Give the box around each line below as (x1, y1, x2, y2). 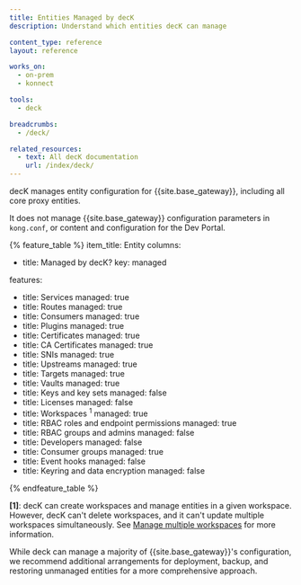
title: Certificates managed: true (22, 330, 141, 341)
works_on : (9, 62, 47, 72)
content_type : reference (9, 38, 102, 47)
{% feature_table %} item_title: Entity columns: (9, 240, 181, 250)
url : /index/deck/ (25, 161, 94, 171)
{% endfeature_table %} (9, 483, 99, 493)
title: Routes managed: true (22, 302, 123, 312)
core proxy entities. (9, 195, 81, 206)
